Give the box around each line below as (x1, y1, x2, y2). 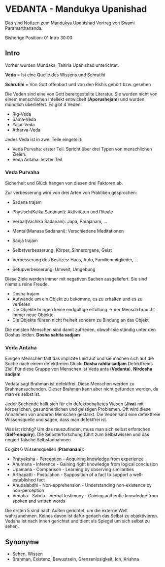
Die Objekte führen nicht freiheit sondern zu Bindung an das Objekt (12, 317, 149, 323)
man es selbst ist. (5, 391, 41, 397)
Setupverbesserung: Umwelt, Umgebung (12, 266, 96, 273)
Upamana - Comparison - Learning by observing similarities (12, 467, 134, 472)
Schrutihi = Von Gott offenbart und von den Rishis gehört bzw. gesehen (5, 81, 151, 87)
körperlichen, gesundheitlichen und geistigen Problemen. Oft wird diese (5, 406, 151, 412)
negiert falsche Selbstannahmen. (5, 437, 72, 443)
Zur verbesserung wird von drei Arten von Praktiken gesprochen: (5, 189, 137, 196)
